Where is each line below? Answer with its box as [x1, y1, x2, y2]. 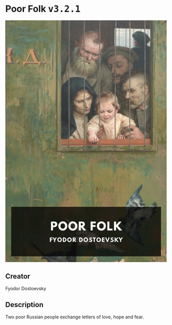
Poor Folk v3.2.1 [5, 3, 81, 15]
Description [5, 300, 44, 309]
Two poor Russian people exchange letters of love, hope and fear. [5, 314, 144, 320]
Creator [5, 272, 31, 281]
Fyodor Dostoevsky [5, 286, 47, 292]
